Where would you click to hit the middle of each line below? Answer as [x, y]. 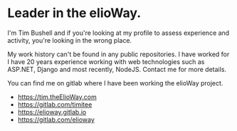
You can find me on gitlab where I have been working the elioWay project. [115, 83]
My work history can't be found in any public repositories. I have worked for [118, 54]
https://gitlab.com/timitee [55, 104]
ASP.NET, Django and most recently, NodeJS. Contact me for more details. [117, 69]
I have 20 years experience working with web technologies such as [106, 61]
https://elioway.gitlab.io [52, 112]
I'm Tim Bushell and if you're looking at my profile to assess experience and [118, 33]
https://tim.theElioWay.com [57, 97]
